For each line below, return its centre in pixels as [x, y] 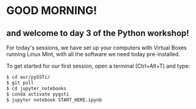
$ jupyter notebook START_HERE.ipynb [54, 100]
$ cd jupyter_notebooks [37, 88]
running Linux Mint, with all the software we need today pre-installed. [93, 54]
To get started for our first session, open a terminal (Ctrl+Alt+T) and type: [98, 66]
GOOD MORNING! [52, 11]
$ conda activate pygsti [38, 94]
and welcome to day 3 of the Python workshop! [98, 33]
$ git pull [20, 83]
